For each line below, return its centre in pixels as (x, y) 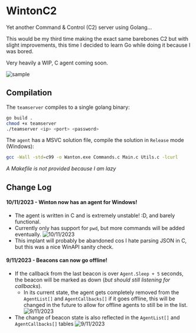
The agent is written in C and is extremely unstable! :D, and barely (95, 215)
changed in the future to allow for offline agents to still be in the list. (105, 305)
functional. (28, 222)
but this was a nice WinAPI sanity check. (64, 247)
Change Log (29, 187)
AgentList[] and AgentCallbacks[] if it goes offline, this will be (99, 299)
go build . (19, 118)
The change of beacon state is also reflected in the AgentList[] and (97, 318)
